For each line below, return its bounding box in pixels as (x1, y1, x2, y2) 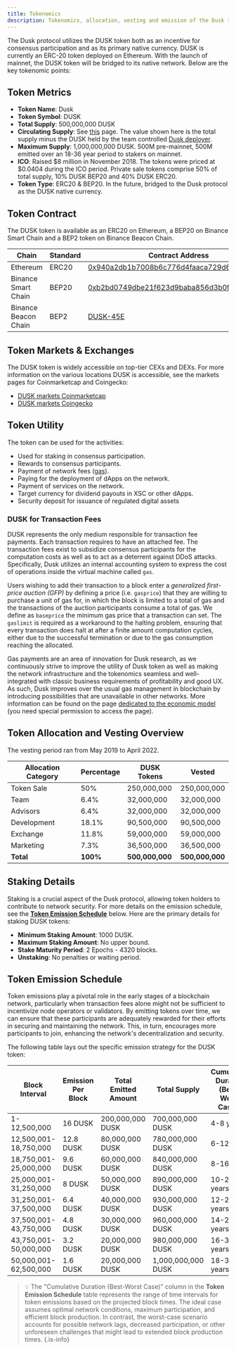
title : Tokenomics (7, 10, 61, 18)
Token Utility (7, 419, 65, 431)
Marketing (11, 840, 44, 850)
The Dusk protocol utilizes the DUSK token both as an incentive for (7, 36, 201, 44)
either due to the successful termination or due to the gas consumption (7, 634, 214, 642)
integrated (7, 677, 37, 686)
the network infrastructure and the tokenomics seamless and (7, 670, 184, 678)
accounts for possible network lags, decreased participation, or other (24, 1320, 225, 1329)
